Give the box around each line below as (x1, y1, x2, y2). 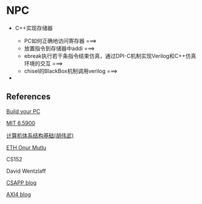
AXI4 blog (6, 191, 31, 198)
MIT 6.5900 (6, 119, 36, 127)
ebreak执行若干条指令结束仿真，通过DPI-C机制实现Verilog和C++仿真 (24, 52, 197, 59)
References (6, 92, 51, 102)
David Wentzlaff (6, 167, 47, 174)
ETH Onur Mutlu (6, 144, 47, 151)
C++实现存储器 (15, 24, 53, 31)
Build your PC (6, 107, 41, 115)
